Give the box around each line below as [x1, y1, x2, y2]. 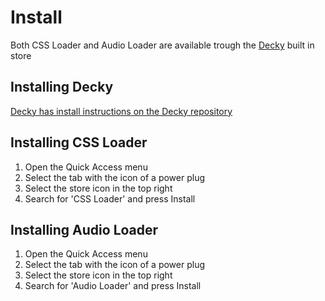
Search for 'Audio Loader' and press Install [24, 280, 202, 292]
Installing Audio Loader [10, 221, 159, 238]
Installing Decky [10, 79, 114, 96]
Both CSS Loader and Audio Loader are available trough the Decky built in [10, 39, 315, 51]
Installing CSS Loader [10, 134, 148, 151]
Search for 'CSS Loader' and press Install [24, 192, 196, 205]
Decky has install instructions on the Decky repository [10, 105, 233, 117]
